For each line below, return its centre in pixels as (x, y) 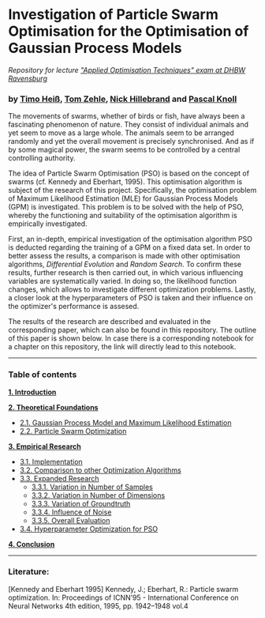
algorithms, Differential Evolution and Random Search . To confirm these (125, 264)
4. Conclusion (32, 544)
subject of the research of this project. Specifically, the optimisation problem (132, 190)
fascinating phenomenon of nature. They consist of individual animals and (129, 125)
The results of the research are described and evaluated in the (110, 322)
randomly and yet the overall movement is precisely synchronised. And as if (131, 141)
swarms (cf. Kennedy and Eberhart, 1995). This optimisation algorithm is (125, 182)
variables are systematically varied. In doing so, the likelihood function (122, 281)
